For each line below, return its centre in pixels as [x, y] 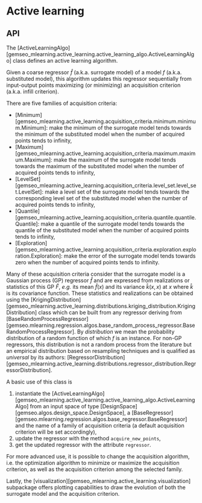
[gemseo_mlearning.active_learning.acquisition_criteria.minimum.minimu [105, 121]
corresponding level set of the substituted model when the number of [101, 198]
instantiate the [33, 394]
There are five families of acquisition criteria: [62, 103]
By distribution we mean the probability [126, 332]
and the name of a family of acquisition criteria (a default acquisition [100, 425]
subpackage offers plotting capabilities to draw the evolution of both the [96, 487]
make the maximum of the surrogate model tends [115, 160]
